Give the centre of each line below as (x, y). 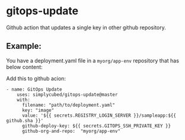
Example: (24, 46)
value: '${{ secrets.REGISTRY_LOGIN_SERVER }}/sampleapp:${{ (99, 115)
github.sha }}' (25, 120)
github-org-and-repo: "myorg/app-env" (71, 131)
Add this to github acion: (36, 78)
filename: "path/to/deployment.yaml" (68, 105)
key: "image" (38, 110)
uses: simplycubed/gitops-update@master (67, 94)
